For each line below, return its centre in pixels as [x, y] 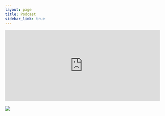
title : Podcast [21, 14]
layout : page [18, 10]
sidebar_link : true [25, 19]
